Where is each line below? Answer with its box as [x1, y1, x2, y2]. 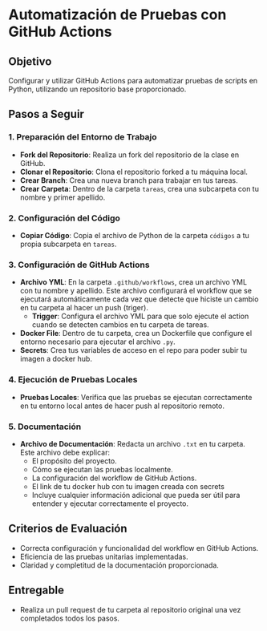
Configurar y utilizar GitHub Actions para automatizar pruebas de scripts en [8, 76, 258, 85]
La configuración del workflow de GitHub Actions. [31, 473, 197, 483]
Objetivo [8, 55, 52, 68]
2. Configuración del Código [8, 212, 120, 224]
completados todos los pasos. [19, 613, 120, 623]
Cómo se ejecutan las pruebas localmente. [31, 464, 174, 474]
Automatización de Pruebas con [8, 6, 227, 24]
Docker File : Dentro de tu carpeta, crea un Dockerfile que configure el [19, 329, 253, 338]
